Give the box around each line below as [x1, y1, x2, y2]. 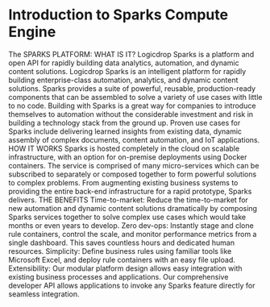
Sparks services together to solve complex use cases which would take [8, 212, 247, 222]
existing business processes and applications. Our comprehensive [8, 272, 229, 281]
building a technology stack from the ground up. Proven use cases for [8, 118, 241, 127]
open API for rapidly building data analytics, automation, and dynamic [8, 58, 239, 68]
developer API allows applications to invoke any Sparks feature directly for [8, 280, 255, 290]
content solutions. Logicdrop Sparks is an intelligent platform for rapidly [8, 66, 247, 76]
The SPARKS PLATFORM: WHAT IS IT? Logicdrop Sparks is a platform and [8, 49, 255, 59]
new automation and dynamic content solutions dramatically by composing [8, 203, 258, 213]
